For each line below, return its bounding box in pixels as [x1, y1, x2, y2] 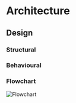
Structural [6, 46, 36, 54]
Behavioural [6, 61, 42, 69]
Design [6, 28, 33, 38]
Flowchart [6, 77, 36, 85]
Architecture [6, 4, 70, 18]
